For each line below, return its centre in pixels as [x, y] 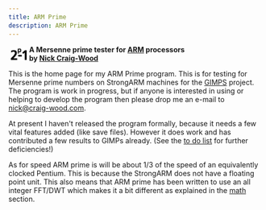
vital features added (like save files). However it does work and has [120, 132]
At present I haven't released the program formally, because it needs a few [132, 123]
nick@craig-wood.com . [47, 108]
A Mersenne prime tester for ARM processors [107, 49]
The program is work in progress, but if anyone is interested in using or [126, 91]
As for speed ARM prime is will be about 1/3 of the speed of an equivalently [133, 164]
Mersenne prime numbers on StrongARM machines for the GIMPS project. [131, 82]
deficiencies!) [31, 149]
